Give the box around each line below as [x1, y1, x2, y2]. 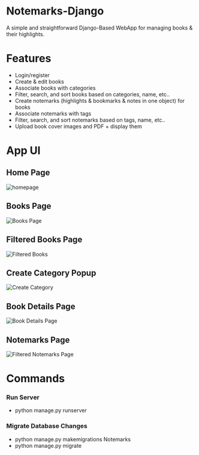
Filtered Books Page [6, 235, 83, 245]
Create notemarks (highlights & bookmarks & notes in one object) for [14, 97, 185, 104]
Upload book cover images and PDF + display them [14, 122, 142, 130]
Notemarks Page [6, 335, 70, 345]
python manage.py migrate [14, 442, 82, 449]
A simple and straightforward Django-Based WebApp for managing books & [6, 24, 193, 31]
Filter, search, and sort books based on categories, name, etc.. [14, 90, 170, 97]
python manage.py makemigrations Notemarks [14, 435, 131, 443]
